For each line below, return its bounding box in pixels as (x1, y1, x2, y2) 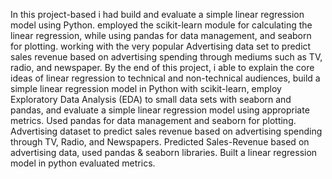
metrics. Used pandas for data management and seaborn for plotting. (10, 115, 297, 126)
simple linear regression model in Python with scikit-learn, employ (10, 83, 282, 94)
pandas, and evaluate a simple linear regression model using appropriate (10, 104, 310, 116)
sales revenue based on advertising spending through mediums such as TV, (10, 51, 323, 63)
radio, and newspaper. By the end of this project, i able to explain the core (10, 62, 315, 73)
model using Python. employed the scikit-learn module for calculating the (10, 19, 313, 31)
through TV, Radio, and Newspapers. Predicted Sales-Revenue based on (10, 136, 310, 148)
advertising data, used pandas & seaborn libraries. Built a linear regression (10, 147, 318, 158)
